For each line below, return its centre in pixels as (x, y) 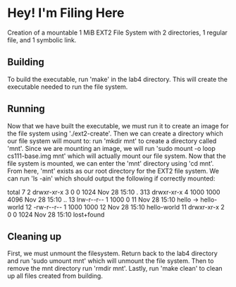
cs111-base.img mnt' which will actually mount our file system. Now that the (117, 156)
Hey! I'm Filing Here (66, 13)
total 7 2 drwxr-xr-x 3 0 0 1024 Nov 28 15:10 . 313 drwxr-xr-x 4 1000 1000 (114, 192)
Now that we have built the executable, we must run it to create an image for (118, 126)
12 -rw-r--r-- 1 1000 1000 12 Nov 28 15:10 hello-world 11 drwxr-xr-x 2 (125, 207)
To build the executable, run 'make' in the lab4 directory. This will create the (117, 79)
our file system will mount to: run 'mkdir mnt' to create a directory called (112, 141)
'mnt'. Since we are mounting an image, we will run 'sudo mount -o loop (112, 148)
